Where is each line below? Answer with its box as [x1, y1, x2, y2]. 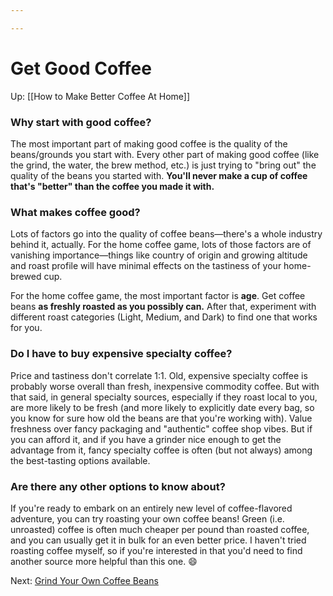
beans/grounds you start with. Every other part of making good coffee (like [10, 148, 320, 160]
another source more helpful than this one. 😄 [10, 555, 198, 567]
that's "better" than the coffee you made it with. [10, 180, 215, 192]
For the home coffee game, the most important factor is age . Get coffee [10, 290, 306, 302]
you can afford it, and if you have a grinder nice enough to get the [10, 433, 282, 445]
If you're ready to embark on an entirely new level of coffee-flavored [10, 502, 293, 514]
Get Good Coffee [10, 57, 152, 80]
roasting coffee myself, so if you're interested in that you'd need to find [10, 544, 303, 556]
